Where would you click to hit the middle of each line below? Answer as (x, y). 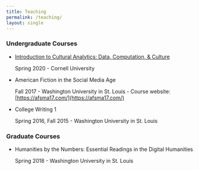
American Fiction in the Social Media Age (65, 80)
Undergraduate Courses (42, 44)
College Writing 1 (35, 109)
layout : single (25, 23)
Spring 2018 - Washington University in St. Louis (74, 160)
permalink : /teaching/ (34, 17)
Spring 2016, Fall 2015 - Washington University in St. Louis (86, 120)
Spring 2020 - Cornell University (55, 68)
